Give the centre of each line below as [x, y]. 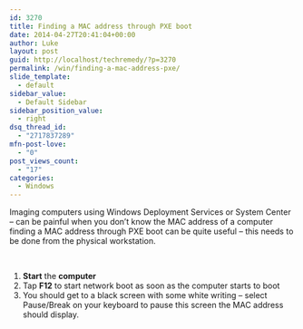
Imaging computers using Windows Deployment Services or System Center [151, 212]
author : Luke [34, 43]
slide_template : [40, 77]
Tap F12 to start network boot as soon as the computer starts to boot [151, 285]
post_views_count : [44, 161]
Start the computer [59, 276]
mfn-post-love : [38, 144]
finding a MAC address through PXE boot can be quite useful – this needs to [151, 231]
